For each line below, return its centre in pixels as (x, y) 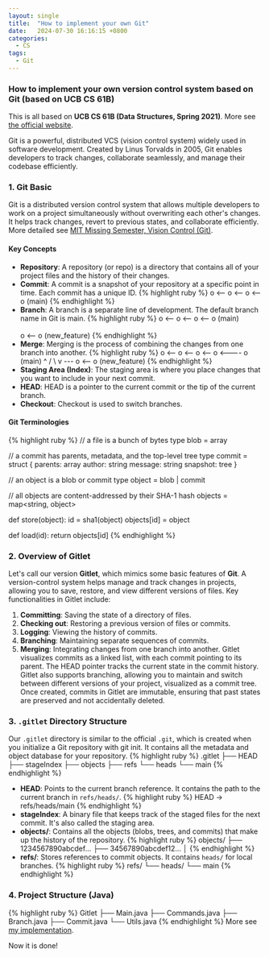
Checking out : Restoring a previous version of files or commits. (125, 623)
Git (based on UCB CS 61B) (62, 99)
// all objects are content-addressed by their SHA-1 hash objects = (118, 495)
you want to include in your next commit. (87, 378)
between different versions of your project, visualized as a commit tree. (139, 684)
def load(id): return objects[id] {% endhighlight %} (92, 535)
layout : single (34, 16)
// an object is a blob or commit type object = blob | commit (107, 479)
